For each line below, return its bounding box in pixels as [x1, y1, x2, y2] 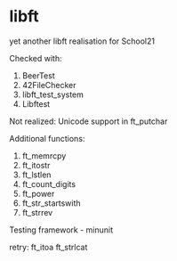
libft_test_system [21, 89, 84, 100]
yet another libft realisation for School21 [9, 36, 156, 46]
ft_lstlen [21, 169, 52, 180]
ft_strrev [21, 207, 53, 217]
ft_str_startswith [21, 198, 82, 208]
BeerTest [21, 69, 55, 81]
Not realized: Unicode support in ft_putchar [9, 116, 168, 126]
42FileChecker [21, 79, 77, 90]
